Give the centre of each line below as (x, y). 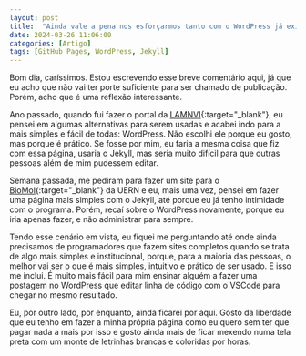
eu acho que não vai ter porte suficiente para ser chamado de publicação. (148, 87)
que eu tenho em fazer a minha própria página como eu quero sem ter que (149, 322)
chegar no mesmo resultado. (64, 295)
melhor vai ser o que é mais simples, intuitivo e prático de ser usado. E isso (150, 266)
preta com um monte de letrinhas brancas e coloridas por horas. (130, 341)
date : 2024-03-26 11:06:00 (61, 35)
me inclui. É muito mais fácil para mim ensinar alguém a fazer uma (133, 276)
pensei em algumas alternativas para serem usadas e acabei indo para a (145, 125)
